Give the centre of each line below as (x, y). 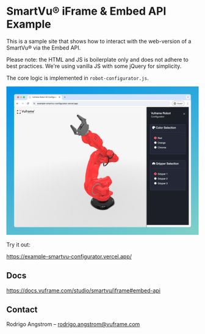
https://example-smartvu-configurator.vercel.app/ (69, 256)
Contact (22, 309)
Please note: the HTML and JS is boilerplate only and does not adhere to (98, 59)
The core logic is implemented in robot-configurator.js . (77, 78)
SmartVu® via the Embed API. (44, 48)
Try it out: (18, 244)
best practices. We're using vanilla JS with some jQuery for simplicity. (94, 66)
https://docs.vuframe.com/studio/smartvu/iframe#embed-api (83, 290)
